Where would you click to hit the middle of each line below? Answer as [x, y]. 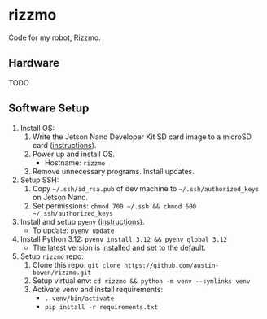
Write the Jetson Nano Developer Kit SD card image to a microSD [142, 137]
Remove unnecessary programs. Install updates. [114, 171]
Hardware [34, 63]
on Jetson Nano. [60, 197]
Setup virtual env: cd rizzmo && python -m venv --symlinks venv [141, 280]
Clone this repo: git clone [77, 264]
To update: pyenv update [73, 230]
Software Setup [49, 109]
